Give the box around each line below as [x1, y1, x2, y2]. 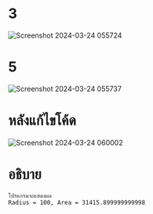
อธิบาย [8, 165, 42, 183]
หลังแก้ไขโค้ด [8, 111, 77, 129]
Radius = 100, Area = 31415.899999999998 [8, 198, 146, 206]
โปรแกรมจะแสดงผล [8, 191, 53, 200]
